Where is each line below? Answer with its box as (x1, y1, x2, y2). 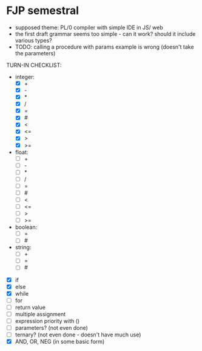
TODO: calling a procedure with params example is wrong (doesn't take (15, 43, 194, 50)
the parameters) (15, 49, 56, 57)
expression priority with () (15, 317, 80, 324)
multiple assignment (15, 310, 66, 318)
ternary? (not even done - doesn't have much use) (15, 331, 141, 338)
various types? (15, 36, 53, 44)
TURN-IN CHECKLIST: (6, 61, 62, 69)
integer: (15, 73, 35, 80)
